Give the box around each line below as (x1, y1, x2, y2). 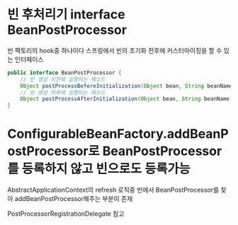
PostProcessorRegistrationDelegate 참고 (7, 209, 125, 218)
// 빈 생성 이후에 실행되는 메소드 (20, 89, 106, 96)
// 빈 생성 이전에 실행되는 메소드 (20, 76, 106, 83)
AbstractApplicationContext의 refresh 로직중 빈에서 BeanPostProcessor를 (7, 185, 220, 195)
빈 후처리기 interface (7, 6, 125, 23)
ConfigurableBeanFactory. (7, 126, 168, 142)
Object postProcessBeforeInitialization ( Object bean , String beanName (20, 82, 233, 89)
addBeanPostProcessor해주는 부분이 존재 (14, 195, 133, 203)
